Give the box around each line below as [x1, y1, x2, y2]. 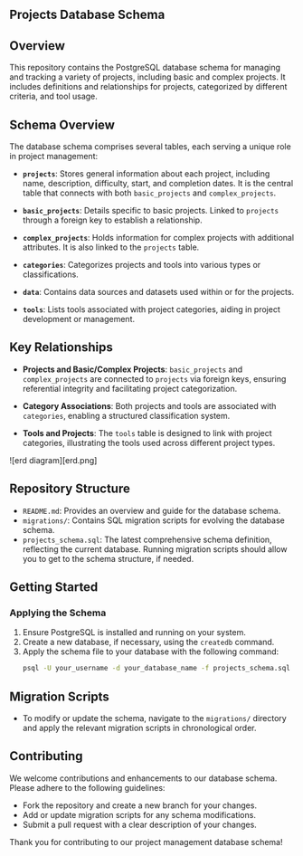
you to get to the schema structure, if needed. [22, 553, 194, 564]
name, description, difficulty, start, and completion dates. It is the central [22, 178, 294, 189]
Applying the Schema [9, 606, 107, 619]
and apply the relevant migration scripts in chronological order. [22, 723, 257, 734]
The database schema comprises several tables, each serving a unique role [9, 141, 291, 152]
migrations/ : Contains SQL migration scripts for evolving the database [22, 515, 285, 526]
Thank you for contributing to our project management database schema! [9, 836, 283, 847]
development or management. [22, 314, 136, 325]
